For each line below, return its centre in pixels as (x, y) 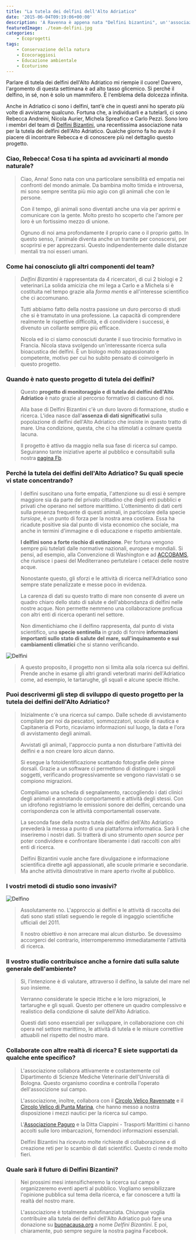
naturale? (20, 166)
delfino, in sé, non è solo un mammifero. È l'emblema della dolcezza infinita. (97, 95)
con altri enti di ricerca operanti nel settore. (72, 614)
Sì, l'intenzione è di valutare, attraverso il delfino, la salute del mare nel (105, 981)
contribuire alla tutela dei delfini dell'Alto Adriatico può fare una (96, 1218)
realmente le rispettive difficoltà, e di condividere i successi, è (95, 321)
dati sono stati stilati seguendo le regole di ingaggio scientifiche (97, 916)
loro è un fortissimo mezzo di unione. (65, 221)
